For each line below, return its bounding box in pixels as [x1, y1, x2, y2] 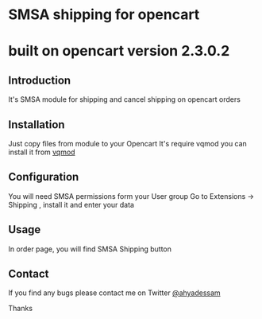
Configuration [8, 170, 79, 184]
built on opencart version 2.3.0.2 [8, 42, 230, 60]
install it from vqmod [8, 147, 75, 157]
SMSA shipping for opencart [8, 6, 200, 24]
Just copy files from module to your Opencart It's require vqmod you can [8, 139, 248, 148]
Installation [8, 118, 65, 131]
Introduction [8, 73, 71, 87]
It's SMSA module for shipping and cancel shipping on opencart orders [8, 95, 241, 104]
